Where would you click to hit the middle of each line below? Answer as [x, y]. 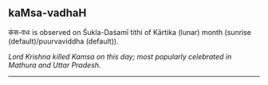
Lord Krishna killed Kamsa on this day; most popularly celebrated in [120, 56]
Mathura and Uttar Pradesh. [55, 65]
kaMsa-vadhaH [47, 13]
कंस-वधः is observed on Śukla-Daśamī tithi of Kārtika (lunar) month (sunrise [130, 32]
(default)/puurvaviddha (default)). [63, 41]
